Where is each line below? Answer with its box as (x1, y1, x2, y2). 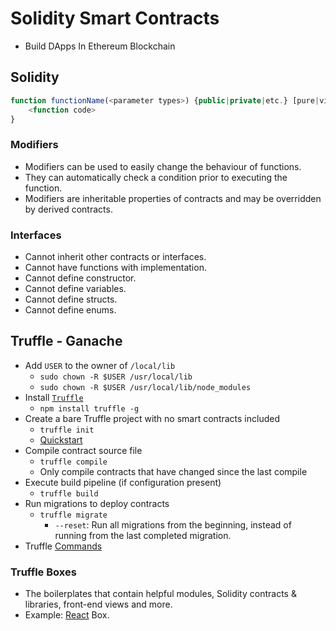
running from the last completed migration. (54, 529, 232, 541)
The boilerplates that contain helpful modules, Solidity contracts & (24, 588, 297, 600)
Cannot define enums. (24, 303, 117, 316)
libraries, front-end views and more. (24, 598, 173, 611)
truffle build (39, 488, 99, 499)
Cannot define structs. (24, 293, 118, 305)
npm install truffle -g (39, 403, 140, 414)
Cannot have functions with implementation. (24, 261, 207, 273)
